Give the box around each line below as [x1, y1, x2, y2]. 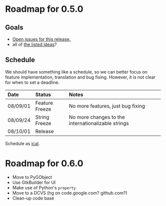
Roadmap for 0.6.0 [5, 158, 83, 169]
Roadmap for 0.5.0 [5, 3, 83, 15]
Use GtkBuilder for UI [12, 179, 56, 185]
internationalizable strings [69, 120, 129, 126]
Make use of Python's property [12, 184, 76, 191]
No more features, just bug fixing [69, 102, 145, 109]
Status [35, 91, 51, 98]
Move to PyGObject [12, 174, 52, 180]
